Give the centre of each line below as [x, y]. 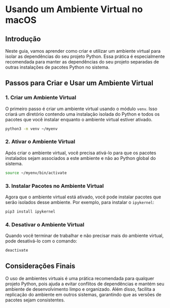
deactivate [17, 250]
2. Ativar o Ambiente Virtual [40, 142]
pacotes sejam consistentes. [35, 300]
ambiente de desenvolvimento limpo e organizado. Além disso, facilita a [80, 289]
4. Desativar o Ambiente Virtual [45, 224]
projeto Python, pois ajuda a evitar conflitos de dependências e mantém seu [85, 284]
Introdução [23, 39]
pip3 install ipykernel [30, 212]
